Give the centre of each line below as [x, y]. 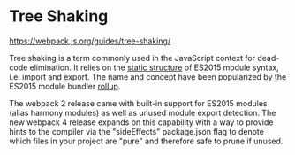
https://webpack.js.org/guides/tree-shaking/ [90, 41]
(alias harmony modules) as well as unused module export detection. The [143, 112]
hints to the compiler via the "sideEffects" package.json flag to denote [137, 131]
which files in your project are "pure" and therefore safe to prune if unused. [146, 141]
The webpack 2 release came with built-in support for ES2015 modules [138, 103]
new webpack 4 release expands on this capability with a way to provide [141, 122]
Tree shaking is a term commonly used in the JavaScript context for [132, 58]
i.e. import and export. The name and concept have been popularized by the [148, 76]
